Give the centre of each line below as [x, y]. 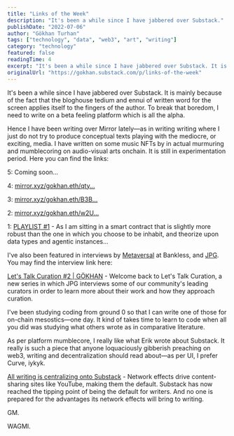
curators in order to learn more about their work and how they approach [111, 291]
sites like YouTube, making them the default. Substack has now [122, 384]
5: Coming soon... [33, 172]
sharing [18, 384]
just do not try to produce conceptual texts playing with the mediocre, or [112, 136]
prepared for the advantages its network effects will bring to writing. [106, 399]
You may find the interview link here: [60, 262]
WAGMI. [19, 426]
